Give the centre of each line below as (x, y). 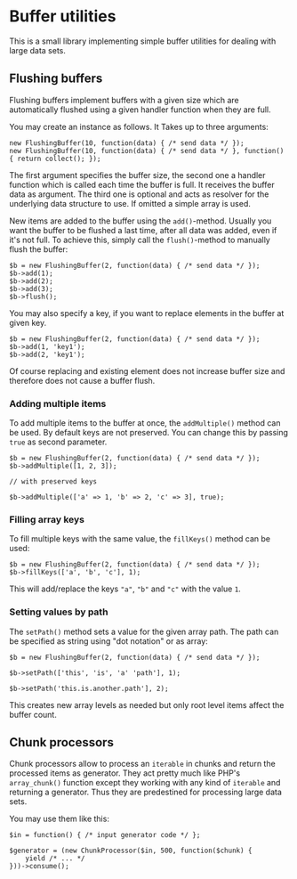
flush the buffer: (39, 249)
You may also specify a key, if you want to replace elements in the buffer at (147, 313)
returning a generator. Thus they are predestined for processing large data (146, 792)
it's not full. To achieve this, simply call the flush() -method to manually (140, 240)
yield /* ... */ (56, 859)
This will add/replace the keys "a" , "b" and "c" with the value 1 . (125, 589)
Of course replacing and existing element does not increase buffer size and (147, 370)
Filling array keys (47, 519)
